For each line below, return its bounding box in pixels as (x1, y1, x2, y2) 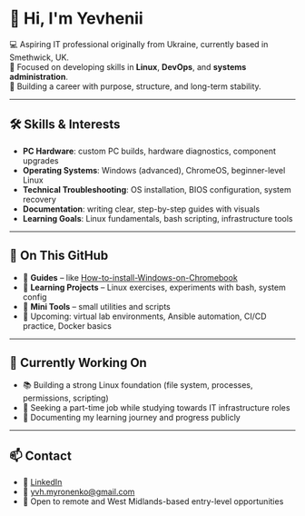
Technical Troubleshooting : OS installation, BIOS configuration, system (22, 184, 292, 194)
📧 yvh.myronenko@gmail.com (22, 486, 135, 498)
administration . (9, 71, 68, 82)
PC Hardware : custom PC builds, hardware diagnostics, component (22, 145, 277, 156)
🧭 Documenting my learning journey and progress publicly (22, 412, 241, 423)
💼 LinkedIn (22, 477, 63, 488)
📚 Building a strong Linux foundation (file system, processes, (22, 380, 253, 391)
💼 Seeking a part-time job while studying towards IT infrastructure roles (22, 402, 290, 413)
